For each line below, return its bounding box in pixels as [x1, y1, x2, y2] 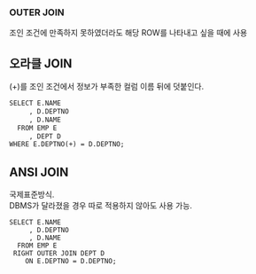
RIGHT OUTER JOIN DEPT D [12, 249, 105, 258]
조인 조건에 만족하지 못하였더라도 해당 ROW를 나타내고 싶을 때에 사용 [9, 27, 248, 38]
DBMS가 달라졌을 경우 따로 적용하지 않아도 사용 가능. [9, 200, 193, 211]
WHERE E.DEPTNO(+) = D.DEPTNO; [9, 140, 125, 149]
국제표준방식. [9, 189, 55, 200]
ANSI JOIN [9, 164, 69, 179]
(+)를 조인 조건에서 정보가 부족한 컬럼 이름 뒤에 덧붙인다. [9, 82, 205, 92]
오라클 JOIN [9, 56, 73, 71]
